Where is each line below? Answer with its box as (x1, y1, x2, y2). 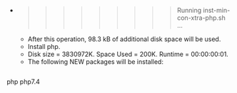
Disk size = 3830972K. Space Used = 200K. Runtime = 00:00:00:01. (27, 50, 229, 58)
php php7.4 (6, 77, 41, 86)
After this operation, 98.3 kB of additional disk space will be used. (27, 35, 221, 43)
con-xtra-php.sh (176, 13, 226, 22)
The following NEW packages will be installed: (27, 58, 163, 66)
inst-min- (202, 6, 231, 14)
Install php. (27, 43, 61, 50)
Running (176, 6, 202, 14)
